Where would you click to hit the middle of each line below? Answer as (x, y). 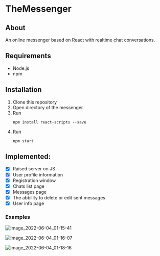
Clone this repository (35, 102)
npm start (23, 141)
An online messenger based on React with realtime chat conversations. (80, 40)
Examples (18, 217)
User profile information (38, 174)
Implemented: (28, 157)
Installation (24, 90)
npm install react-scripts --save (49, 122)
